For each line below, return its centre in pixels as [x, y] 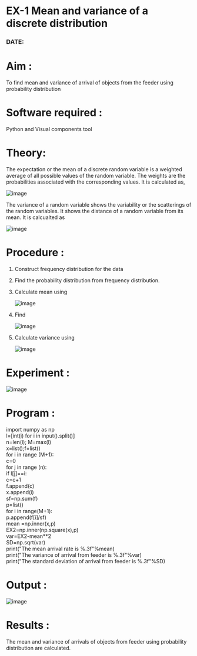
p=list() [15, 505]
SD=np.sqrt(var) [26, 542]
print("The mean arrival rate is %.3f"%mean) [60, 549]
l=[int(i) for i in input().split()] [41, 436]
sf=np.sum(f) [22, 498]
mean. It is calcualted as [36, 217]
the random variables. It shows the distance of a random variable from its [95, 211]
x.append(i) [20, 492]
